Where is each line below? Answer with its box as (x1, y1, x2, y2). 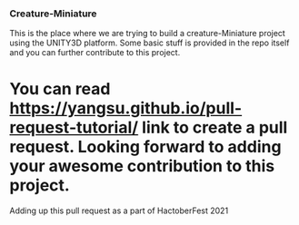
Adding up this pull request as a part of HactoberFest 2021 (9, 205, 229, 216)
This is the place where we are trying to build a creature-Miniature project (9, 28, 286, 39)
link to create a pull (142, 117, 288, 138)
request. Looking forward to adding (9, 137, 282, 157)
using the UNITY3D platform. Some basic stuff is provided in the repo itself (9, 37, 290, 48)
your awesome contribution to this (9, 156, 275, 177)
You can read (9, 79, 111, 100)
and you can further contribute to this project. (9, 47, 181, 58)
